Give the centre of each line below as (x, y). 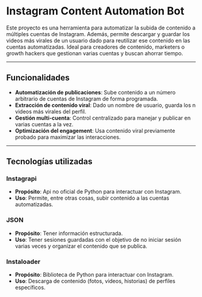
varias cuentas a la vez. (44, 124)
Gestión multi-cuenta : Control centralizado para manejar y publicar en (103, 118)
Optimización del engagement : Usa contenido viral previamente (95, 130)
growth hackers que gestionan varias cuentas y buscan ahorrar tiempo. (95, 53)
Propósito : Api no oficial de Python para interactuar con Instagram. (98, 192)
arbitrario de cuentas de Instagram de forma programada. (86, 99)
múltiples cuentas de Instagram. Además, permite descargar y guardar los (98, 34)
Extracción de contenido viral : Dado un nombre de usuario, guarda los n (105, 105)
